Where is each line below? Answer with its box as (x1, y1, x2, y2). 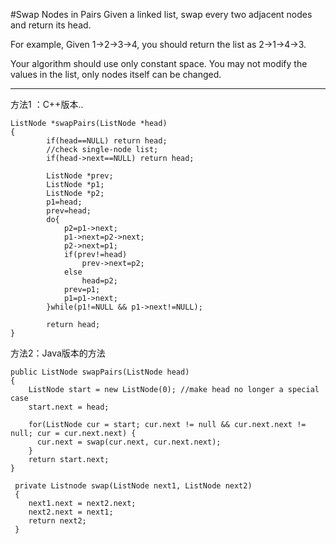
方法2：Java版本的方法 (10, 347, 106, 359)
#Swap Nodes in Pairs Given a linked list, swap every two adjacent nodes (10, 9, 313, 20)
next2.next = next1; (28, 507, 114, 517)
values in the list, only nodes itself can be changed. (10, 69, 222, 80)
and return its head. (10, 19, 92, 31)
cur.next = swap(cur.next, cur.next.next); (36, 437, 222, 447)
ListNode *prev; (46, 171, 114, 181)
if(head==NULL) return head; (46, 136, 168, 146)
